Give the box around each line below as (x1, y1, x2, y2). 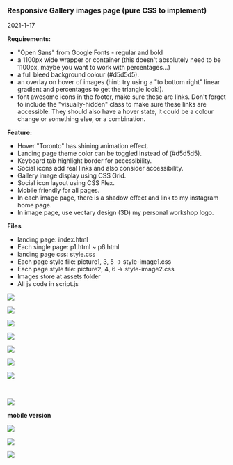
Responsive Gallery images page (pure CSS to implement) (7, 6, 207, 15)
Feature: (7, 128, 33, 137)
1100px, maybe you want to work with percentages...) (17, 63, 170, 72)
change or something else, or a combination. (17, 115, 146, 123)
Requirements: (7, 35, 51, 43)
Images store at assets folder (17, 272, 101, 281)
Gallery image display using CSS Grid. (17, 171, 127, 180)
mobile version (7, 411, 51, 420)
